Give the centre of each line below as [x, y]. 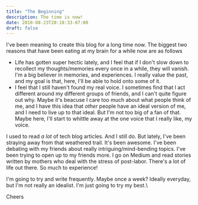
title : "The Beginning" [35, 11]
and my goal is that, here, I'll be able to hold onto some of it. [87, 81]
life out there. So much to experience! [52, 168]
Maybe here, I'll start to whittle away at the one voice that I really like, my [103, 119]
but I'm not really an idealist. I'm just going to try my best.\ [77, 186]
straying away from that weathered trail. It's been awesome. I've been [91, 143]
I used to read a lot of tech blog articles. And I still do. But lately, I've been [96, 137]
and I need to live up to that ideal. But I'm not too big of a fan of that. [98, 113]
